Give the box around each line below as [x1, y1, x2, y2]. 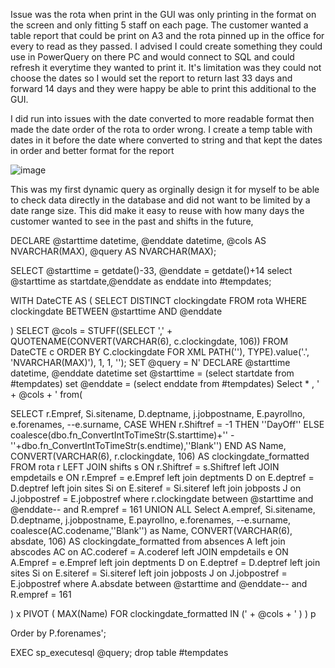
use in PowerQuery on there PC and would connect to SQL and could [10, 51, 295, 63]
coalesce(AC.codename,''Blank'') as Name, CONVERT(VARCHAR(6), [10, 525, 293, 536]
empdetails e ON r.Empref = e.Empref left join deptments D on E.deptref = [10, 472, 315, 483]
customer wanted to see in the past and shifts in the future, [10, 215, 254, 227]
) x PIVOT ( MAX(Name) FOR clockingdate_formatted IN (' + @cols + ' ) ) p [10, 608, 317, 619]
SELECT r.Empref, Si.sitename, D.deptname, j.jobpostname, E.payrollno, [10, 408, 306, 419]
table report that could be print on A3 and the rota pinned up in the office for [10, 30, 325, 41]
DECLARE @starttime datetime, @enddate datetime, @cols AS [10, 235, 267, 246]
